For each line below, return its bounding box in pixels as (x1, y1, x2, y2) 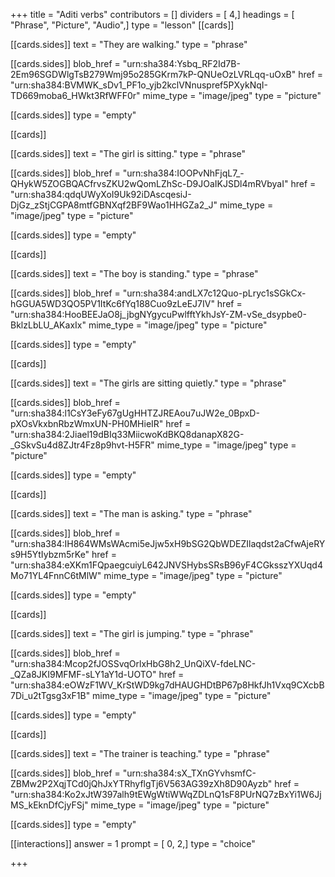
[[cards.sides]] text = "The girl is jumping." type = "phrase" (10, 628, 254, 639)
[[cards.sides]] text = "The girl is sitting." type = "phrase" (10, 148, 247, 159)
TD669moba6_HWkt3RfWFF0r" (10, 90, 141, 101)
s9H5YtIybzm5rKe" (10, 549, 90, 560)
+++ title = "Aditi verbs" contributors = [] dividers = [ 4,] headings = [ (10, 9, 295, 20)
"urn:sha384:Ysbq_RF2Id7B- (122, 58, 241, 69)
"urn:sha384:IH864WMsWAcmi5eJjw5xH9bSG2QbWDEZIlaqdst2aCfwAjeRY (10, 538, 326, 549)
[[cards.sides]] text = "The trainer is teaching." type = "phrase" (10, 748, 270, 759)
